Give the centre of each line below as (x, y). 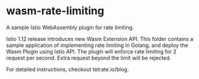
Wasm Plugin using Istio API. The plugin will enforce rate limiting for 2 (91, 51)
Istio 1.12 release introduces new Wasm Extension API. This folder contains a (100, 39)
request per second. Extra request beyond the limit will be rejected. (89, 58)
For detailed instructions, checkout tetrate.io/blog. (68, 69)
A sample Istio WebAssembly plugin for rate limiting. (70, 27)
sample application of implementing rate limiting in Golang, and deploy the (97, 45)
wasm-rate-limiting (55, 11)
